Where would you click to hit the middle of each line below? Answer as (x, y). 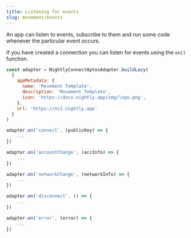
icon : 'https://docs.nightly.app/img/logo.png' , (84, 97)
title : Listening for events (43, 12)
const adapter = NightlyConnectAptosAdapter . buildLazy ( (77, 69)
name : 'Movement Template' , (57, 86)
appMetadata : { (36, 81)
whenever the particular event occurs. (53, 41)
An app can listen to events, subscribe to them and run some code (88, 34)
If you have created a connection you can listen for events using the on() (96, 52)
